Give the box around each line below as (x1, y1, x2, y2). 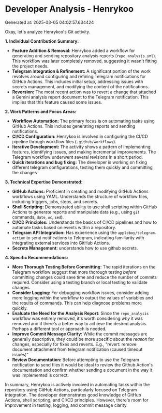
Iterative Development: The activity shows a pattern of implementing (12, 144, 151, 149)
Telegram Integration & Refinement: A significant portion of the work (12, 68, 151, 74)
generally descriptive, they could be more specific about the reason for (12, 336, 154, 342)
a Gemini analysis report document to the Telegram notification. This (12, 94, 149, 100)
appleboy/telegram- (118, 231, 157, 235)
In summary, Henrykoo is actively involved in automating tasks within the (5, 381, 150, 387)
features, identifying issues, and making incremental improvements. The (12, 149, 156, 155)
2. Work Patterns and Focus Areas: (5, 108, 76, 115)
